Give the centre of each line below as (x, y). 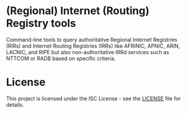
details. (15, 105)
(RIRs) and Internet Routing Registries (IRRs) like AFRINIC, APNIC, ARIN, (93, 46)
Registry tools (41, 23)
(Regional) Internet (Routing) (78, 11)
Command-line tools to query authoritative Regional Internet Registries (92, 39)
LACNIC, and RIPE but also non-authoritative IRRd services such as (88, 52)
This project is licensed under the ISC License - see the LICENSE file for (93, 98)
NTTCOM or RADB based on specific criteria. (61, 58)
